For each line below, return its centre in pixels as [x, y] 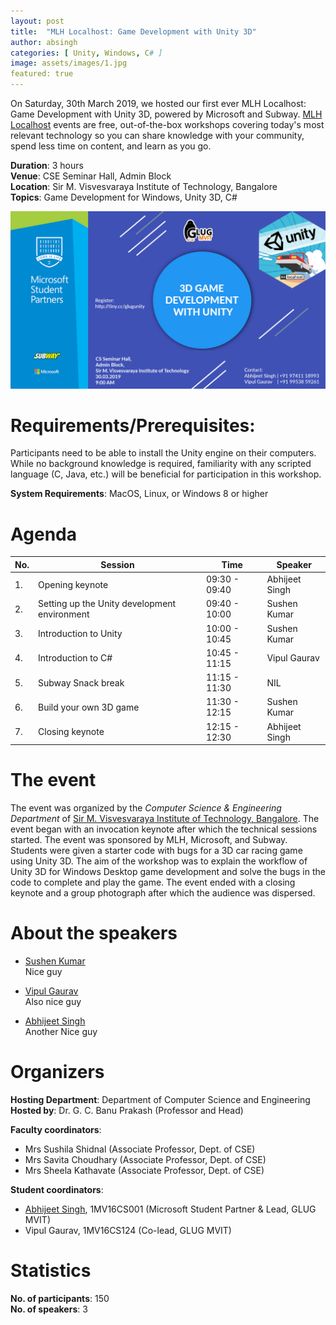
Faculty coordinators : [56, 1129]
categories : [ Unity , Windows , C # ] [86, 53]
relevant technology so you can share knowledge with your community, [157, 135]
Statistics [51, 1271]
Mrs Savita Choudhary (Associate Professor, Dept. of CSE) [145, 1159]
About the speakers [94, 933]
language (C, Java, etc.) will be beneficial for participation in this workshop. [166, 474]
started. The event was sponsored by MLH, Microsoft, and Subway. [149, 840]
